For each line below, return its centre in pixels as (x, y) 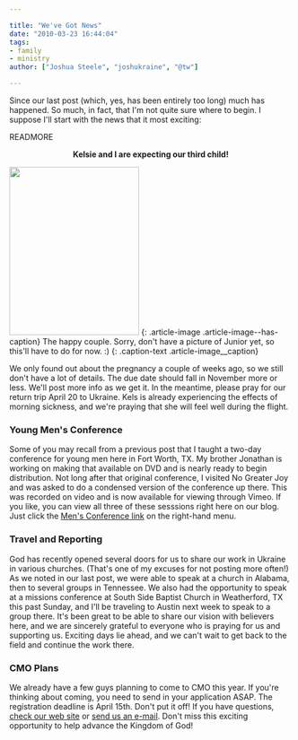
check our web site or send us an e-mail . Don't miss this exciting (129, 716)
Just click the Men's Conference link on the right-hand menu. (123, 516)
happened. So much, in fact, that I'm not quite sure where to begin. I (136, 110)
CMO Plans (34, 667)
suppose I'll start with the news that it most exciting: (105, 119)
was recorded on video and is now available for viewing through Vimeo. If (145, 497)
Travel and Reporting (56, 539)
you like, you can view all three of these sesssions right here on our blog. (145, 507)
